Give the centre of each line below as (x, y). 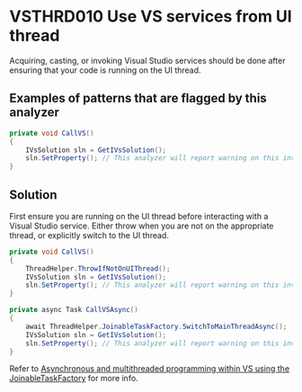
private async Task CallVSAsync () (74, 310)
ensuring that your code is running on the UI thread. (105, 70)
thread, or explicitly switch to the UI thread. (89, 235)
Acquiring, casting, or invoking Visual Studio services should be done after (147, 60)
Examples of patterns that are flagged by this (138, 98)
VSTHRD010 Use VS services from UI (151, 17)
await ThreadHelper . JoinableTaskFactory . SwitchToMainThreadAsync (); (156, 326)
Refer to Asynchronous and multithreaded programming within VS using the (150, 369)
